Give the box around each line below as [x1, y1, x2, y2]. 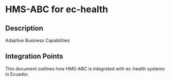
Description [5, 24, 43, 33]
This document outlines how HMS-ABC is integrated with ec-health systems [5, 65, 165, 72]
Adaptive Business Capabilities [5, 37, 70, 43]
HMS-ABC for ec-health [5, 4, 108, 15]
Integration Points [5, 52, 64, 61]
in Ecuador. [5, 71, 29, 77]
